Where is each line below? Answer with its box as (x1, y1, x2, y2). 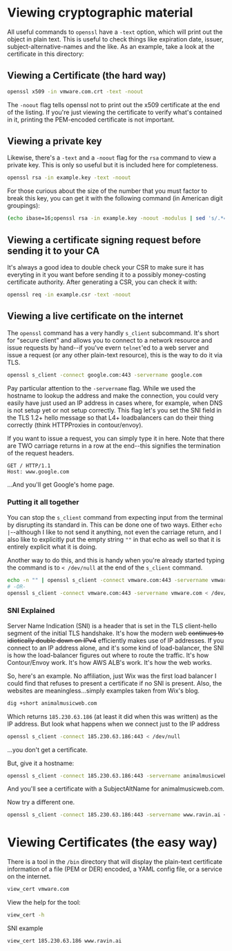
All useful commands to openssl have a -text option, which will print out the (7, 28, 223, 36)
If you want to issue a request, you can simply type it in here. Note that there (7, 434, 225, 442)
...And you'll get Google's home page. (7, 480, 115, 489)
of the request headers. (7, 449, 75, 457)
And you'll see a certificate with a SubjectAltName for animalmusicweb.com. (7, 784, 224, 793)
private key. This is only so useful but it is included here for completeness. (7, 161, 219, 169)
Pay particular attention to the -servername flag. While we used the (7, 384, 196, 392)
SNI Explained (7, 606, 55, 616)
